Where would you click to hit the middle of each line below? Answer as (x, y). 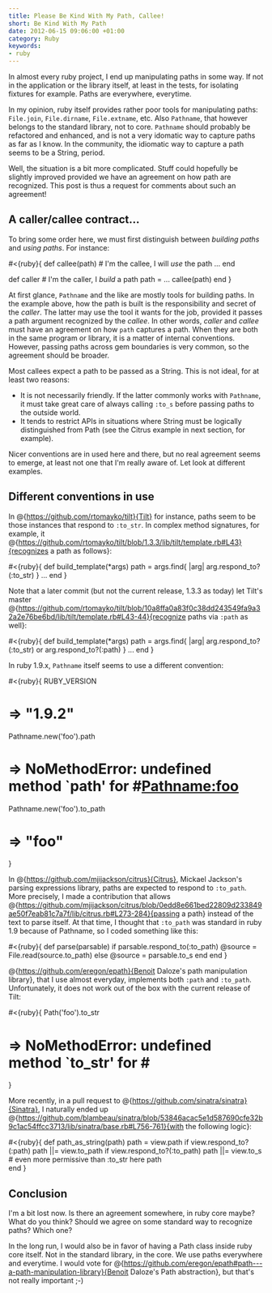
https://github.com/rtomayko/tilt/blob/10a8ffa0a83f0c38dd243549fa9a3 (139, 608)
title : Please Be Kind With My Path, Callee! (86, 16)
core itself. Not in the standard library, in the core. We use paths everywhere (136, 1255)
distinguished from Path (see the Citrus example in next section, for (132, 430)
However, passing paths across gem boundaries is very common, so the (129, 346)
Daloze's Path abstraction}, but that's (192, 1272)
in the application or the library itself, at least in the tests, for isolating (123, 85)
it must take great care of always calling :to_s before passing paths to (137, 404)
